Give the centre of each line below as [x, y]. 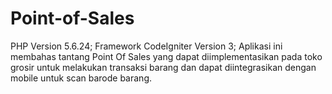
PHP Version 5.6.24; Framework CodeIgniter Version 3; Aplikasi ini [146, 46]
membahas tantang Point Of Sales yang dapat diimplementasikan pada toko [166, 56]
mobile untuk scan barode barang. [81, 78]
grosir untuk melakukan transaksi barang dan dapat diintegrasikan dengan [163, 67]
